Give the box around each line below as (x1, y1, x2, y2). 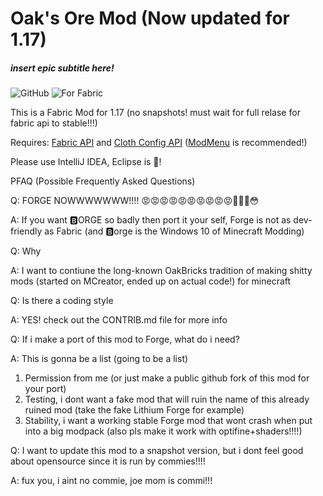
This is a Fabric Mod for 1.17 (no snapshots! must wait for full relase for (10, 107, 301, 119)
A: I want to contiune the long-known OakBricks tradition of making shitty (10, 265, 313, 277)
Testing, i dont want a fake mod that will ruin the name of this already (24, 393, 310, 406)
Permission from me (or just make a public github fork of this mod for (24, 372, 310, 384)
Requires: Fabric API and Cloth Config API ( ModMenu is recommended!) (10, 137, 308, 149)
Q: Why (10, 245, 42, 257)
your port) (24, 383, 67, 395)
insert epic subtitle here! (10, 62, 115, 74)
